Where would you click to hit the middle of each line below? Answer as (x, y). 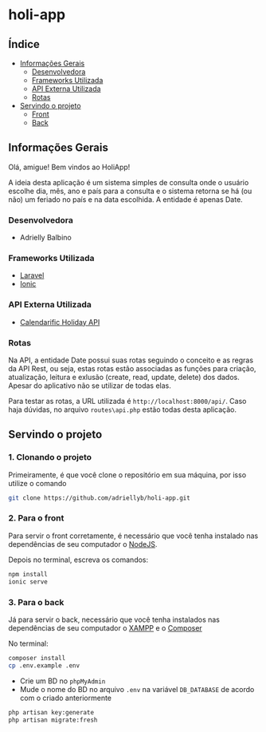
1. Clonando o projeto (50, 457)
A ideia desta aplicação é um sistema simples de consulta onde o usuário (129, 182)
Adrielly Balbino (45, 238)
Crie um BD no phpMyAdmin (63, 681)
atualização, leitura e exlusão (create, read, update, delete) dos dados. (124, 377)
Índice (24, 44)
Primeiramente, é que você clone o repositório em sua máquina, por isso (127, 475)
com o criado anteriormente (66, 698)
